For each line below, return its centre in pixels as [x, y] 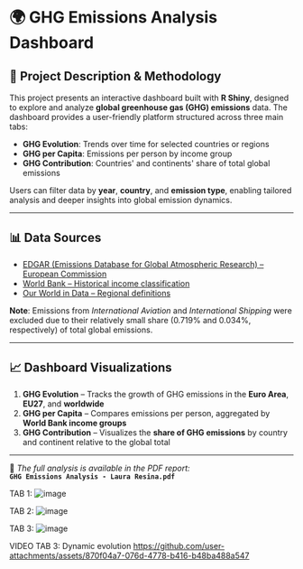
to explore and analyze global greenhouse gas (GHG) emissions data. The [149, 107]
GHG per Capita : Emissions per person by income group [127, 154]
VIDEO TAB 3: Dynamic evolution [70, 546]
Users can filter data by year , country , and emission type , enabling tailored [151, 190]
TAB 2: [22, 510]
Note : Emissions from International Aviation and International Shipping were [151, 310]
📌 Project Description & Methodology [115, 76]
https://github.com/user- [179, 546]
